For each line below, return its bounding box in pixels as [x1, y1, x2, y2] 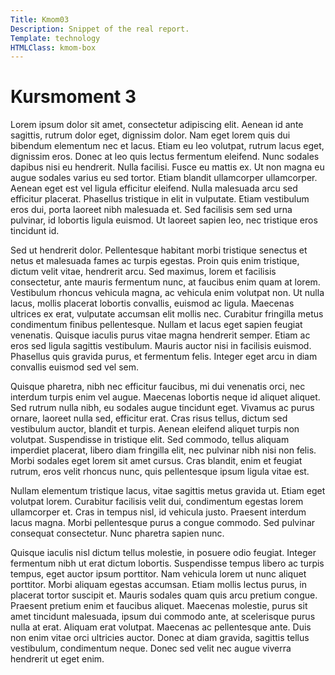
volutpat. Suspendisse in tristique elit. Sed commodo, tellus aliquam [10, 434, 290, 446]
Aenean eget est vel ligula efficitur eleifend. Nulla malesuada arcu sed [10, 182, 298, 195]
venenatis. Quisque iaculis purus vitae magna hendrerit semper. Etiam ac [10, 329, 311, 341]
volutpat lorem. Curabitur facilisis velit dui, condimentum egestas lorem [10, 496, 304, 508]
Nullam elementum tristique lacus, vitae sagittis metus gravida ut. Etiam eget [10, 485, 326, 497]
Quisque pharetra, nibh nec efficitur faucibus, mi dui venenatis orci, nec [10, 381, 306, 393]
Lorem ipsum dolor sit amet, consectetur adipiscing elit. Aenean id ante [10, 119, 304, 131]
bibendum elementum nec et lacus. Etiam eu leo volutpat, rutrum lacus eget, [10, 140, 325, 152]
